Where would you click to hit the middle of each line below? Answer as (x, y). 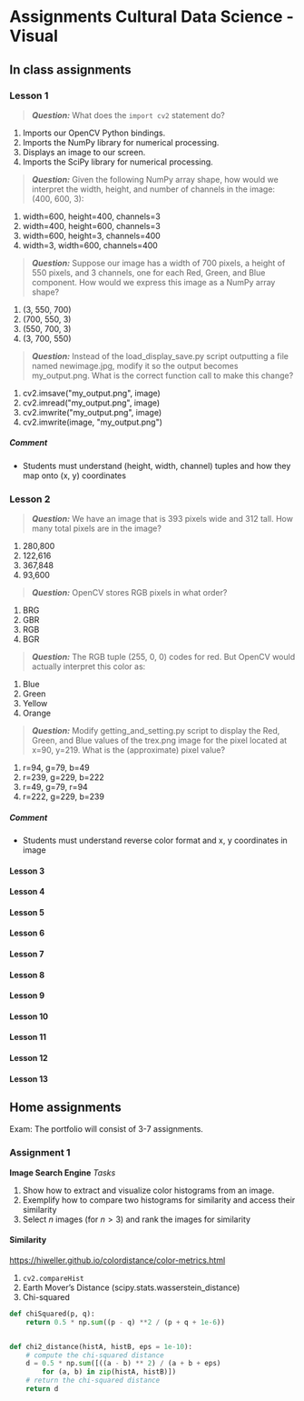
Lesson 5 (27, 912)
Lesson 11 (28, 1037)
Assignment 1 (40, 1153)
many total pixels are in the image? (96, 528)
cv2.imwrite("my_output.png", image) (92, 412)
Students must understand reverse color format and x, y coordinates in (155, 841)
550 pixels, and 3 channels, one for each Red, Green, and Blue (148, 272)
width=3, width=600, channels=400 (90, 245)
